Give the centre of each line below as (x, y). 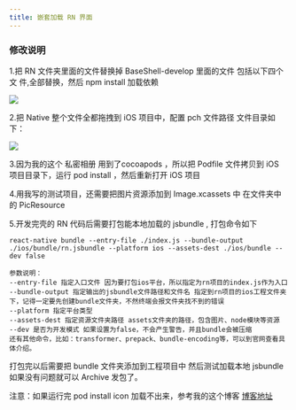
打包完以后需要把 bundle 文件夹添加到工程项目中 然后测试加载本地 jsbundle (147, 366)
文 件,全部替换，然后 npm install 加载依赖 (84, 81)
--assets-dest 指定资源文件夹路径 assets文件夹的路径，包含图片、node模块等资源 (145, 320)
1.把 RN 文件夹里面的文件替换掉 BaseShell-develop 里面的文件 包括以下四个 (146, 71)
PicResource (42, 205)
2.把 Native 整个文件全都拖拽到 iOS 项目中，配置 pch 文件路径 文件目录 (139, 117)
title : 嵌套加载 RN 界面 (51, 17)
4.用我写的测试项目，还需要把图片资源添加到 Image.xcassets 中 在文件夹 (142, 193)
